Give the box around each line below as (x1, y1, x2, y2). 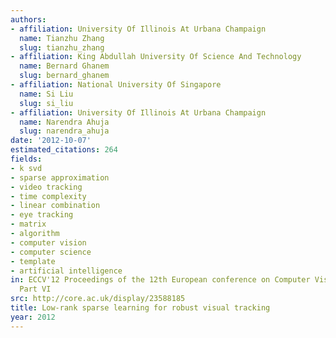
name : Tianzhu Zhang (19, 33, 105, 43)
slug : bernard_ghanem (19, 71, 110, 81)
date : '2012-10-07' (10, 136, 92, 146)
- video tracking (10, 182, 83, 192)
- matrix (10, 219, 47, 230)
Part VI (19, 284, 52, 295)
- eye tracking (10, 210, 74, 220)
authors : (10, 14, 47, 25)
